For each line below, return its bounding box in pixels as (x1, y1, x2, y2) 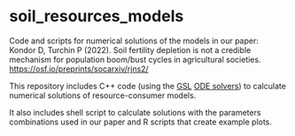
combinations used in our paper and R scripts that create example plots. (9, 117, 273, 127)
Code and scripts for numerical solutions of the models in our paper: (9, 35, 260, 46)
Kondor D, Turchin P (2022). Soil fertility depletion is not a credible (9, 44, 252, 55)
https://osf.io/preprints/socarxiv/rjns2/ (9, 64, 149, 74)
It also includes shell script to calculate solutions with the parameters (9, 107, 261, 117)
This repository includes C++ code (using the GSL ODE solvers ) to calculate (9, 80, 286, 91)
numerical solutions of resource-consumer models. (9, 90, 197, 101)
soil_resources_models (9, 6, 184, 26)
